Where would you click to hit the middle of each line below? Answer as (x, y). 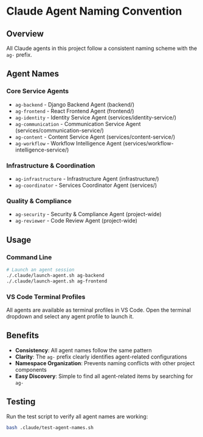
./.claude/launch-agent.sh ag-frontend (57, 281)
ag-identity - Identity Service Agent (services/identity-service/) (96, 117)
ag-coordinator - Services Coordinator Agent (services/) (86, 185)
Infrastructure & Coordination (51, 166)
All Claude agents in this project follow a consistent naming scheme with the (102, 48)
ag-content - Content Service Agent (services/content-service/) (95, 137)
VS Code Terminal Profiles (46, 296)
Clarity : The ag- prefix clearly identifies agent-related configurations (101, 357)
